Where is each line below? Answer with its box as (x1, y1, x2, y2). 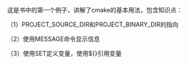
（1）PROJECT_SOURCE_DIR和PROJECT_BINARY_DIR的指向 (7, 20, 179, 29)
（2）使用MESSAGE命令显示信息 (7, 35, 100, 43)
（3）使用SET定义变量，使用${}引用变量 (7, 50, 122, 57)
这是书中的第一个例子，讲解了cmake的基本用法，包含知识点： (7, 6, 183, 14)
